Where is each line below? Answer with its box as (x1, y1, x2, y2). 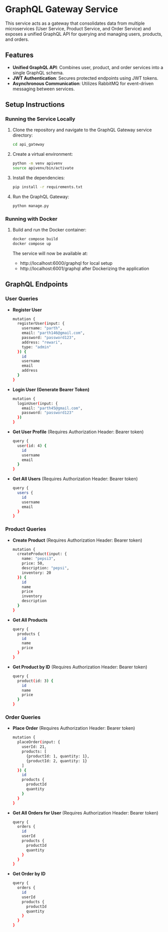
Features (5, 51, 34, 60)
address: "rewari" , (22, 339, 63, 345)
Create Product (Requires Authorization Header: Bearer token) (12, 537, 142, 543)
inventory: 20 (22, 570, 51, 575)
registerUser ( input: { (17, 321, 65, 326)
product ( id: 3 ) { (17, 678, 54, 683)
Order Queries (5, 714, 41, 721)
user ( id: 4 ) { (17, 443, 47, 448)
